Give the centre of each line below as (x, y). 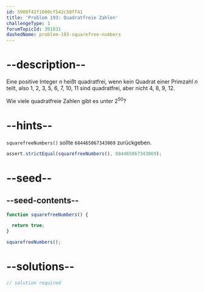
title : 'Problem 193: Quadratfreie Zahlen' (62, 18)
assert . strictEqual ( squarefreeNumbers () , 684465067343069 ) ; (84, 154)
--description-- (46, 65)
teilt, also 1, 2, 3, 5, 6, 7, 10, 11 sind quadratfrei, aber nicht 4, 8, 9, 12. (91, 88)
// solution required (34, 283)
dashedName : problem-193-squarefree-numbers (64, 35)
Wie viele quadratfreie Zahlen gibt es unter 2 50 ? (66, 100)
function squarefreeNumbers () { (47, 215)
